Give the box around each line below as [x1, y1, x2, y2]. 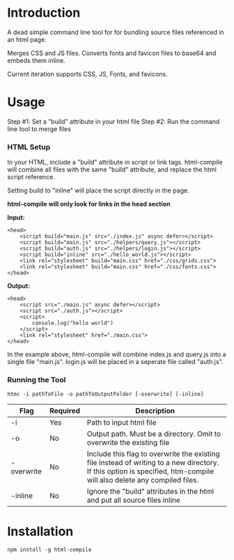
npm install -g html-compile [7, 546, 92, 554]
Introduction [7, 5, 81, 21]
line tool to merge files [7, 124, 72, 133]
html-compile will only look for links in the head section [7, 200, 171, 209]
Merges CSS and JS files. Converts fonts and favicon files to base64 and [7, 49, 217, 57]
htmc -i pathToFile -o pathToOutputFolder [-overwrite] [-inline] [7, 391, 204, 398]
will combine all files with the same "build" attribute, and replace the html [7, 165, 217, 174]
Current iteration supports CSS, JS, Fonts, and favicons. [7, 70, 169, 78]
